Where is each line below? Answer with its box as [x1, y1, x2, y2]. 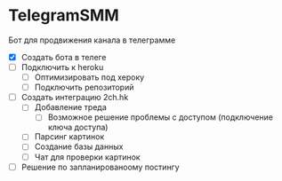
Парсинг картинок [34, 131, 105, 142]
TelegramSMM [8, 5, 119, 26]
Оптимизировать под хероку [34, 72, 145, 83]
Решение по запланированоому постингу [20, 161, 180, 172]
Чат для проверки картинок [34, 152, 141, 162]
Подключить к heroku [20, 62, 104, 72]
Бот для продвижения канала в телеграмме [8, 35, 176, 45]
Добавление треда [34, 102, 108, 113]
